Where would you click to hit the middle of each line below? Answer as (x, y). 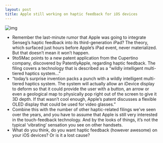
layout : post (18, 9)
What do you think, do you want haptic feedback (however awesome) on (85, 130)
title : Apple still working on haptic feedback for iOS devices (71, 14)
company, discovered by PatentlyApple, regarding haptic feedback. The (84, 63)
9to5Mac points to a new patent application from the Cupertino (75, 58)
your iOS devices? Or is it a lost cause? (51, 135)
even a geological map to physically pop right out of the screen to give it (84, 94)
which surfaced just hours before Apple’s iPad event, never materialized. (84, 48)
